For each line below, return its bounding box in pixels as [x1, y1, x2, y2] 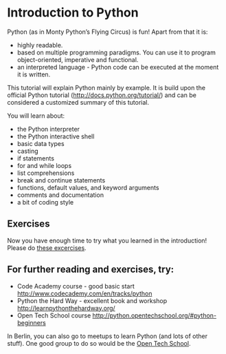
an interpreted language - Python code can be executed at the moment [16, 63, 219, 71]
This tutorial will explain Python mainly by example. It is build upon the [7, 83, 206, 92]
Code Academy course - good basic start [16, 282, 135, 290]
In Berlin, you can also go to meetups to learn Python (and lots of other [7, 332, 208, 340]
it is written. [16, 70, 51, 79]
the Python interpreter [16, 125, 80, 133]
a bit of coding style [16, 198, 74, 206]
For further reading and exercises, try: [7, 264, 174, 275]
